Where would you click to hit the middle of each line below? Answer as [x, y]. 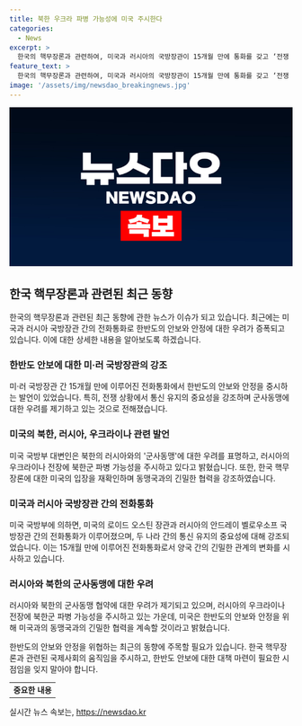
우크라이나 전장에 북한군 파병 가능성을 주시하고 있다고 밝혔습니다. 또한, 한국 [141, 466]
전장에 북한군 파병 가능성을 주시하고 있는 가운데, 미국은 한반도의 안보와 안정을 [145, 616]
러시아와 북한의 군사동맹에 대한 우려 [82, 584]
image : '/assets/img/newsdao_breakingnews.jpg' [100, 85]
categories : [31, 28]
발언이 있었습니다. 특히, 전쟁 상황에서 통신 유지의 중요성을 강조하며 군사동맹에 [154, 398]
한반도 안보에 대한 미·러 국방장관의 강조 [89, 365]
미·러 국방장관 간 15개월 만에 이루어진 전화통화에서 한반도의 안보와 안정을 [137, 386]
